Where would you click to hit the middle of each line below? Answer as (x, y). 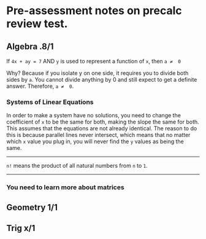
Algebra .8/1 (30, 46)
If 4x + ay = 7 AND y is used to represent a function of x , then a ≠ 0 (94, 61)
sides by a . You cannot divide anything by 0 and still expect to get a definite (102, 80)
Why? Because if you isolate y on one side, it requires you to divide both (97, 73)
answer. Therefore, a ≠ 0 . (40, 86)
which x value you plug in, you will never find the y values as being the (95, 141)
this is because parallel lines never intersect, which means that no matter (98, 135)
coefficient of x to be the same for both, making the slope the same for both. (103, 122)
